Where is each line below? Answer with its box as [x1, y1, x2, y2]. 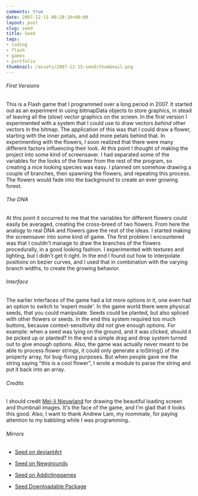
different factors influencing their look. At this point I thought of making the [6, 145, 189, 152]
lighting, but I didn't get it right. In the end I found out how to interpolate [6, 252, 180, 259]
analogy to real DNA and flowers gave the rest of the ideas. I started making [6, 226, 191, 234]
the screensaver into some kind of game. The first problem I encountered [6, 233, 184, 240]
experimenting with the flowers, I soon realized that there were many [6, 138, 174, 145]
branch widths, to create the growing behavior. [6, 264, 120, 271]
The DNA [6, 196, 28, 203]
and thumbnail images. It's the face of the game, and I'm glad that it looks [6, 404, 185, 411]
